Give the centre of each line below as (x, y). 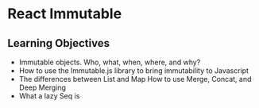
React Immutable (65, 14)
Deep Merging (43, 87)
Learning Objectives (59, 43)
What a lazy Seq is (49, 96)
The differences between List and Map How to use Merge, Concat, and (135, 79)
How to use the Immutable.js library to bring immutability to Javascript (134, 71)
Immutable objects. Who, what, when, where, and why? (110, 62)
